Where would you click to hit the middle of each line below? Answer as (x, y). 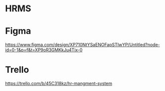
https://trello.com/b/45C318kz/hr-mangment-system (59, 84)
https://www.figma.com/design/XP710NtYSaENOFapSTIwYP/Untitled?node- (82, 45)
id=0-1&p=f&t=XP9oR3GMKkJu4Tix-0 (44, 50)
